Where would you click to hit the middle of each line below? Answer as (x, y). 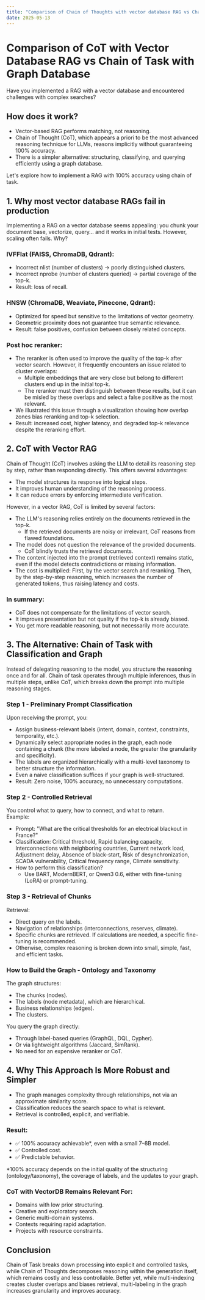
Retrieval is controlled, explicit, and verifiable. (72, 1114)
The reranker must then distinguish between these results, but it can (110, 390)
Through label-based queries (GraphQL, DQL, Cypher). (84, 1039)
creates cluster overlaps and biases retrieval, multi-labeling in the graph (97, 1284)
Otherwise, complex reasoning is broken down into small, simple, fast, (103, 948)
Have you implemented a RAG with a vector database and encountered (95, 91)
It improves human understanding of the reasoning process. (91, 488)
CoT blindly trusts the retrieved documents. (79, 551)
